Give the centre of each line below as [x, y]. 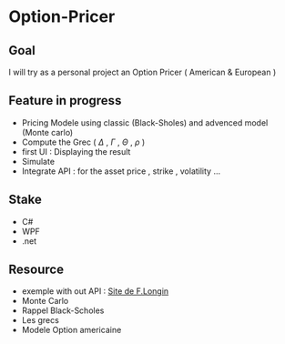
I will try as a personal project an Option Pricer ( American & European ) [142, 72]
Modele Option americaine [71, 330]
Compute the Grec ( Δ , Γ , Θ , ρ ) [83, 142]
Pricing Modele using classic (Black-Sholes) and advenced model [145, 122]
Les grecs [41, 320]
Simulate [38, 161]
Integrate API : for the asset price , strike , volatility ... [121, 171]
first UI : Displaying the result [76, 151]
